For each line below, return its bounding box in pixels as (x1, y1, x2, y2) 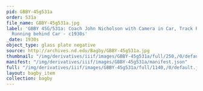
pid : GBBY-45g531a (6, 8, 53, 15)
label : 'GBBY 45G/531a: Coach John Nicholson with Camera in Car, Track (6, 25, 193, 32)
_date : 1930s (6, 37, 39, 43)
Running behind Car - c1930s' (11, 31, 88, 37)
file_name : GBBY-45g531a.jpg (6, 20, 80, 26)
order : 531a (6, 14, 36, 20)
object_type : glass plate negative (6, 43, 96, 48)
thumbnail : (6, 53, 34, 59)
